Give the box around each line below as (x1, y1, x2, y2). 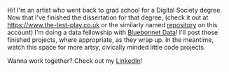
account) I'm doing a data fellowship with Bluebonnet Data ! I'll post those (7, 28, 218, 36)
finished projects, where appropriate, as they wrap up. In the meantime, (7, 36, 214, 44)
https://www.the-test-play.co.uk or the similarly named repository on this (7, 21, 218, 29)
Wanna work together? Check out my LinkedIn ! (7, 57, 143, 65)
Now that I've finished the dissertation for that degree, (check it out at (7, 13, 209, 22)
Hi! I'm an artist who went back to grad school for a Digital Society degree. (7, 6, 223, 14)
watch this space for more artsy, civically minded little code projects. (7, 43, 206, 51)
